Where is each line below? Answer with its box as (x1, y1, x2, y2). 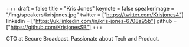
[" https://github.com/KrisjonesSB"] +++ (6, 23, 103, 31)
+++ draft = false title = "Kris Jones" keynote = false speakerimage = (6, 5, 175, 12)
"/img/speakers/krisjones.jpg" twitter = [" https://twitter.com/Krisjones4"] (6, 11, 184, 18)
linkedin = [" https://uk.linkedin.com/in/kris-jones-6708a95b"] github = (6, 18, 177, 24)
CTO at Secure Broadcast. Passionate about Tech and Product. (6, 35, 159, 42)
